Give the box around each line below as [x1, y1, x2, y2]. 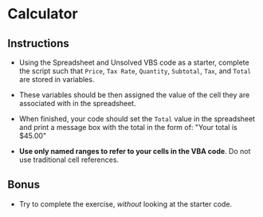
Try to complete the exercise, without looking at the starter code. [18, 199, 233, 208]
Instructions [7, 37, 69, 50]
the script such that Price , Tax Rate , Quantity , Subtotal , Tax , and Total [18, 66, 252, 76]
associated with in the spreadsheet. [18, 99, 136, 108]
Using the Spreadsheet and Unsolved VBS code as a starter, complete [18, 57, 249, 67]
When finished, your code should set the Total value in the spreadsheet [18, 114, 256, 124]
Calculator [7, 5, 78, 23]
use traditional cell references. [18, 155, 120, 164]
